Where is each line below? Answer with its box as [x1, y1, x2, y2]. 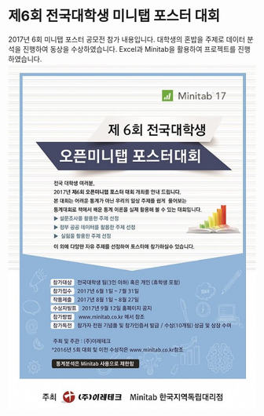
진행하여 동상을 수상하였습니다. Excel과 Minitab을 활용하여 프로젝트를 [22, 44, 236, 53]
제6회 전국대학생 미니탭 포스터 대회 [8, 7, 221, 25]
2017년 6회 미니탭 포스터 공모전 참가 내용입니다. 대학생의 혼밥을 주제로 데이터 [8, 35, 246, 44]
